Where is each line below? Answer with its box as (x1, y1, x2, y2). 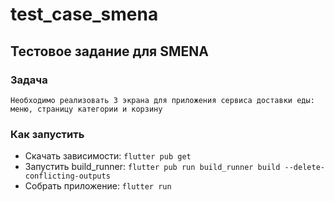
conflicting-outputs (24, 171, 111, 182)
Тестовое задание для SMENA (10, 43, 209, 60)
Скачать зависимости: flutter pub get (24, 150, 192, 162)
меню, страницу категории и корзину (10, 104, 163, 114)
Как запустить (10, 127, 85, 141)
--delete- (284, 163, 325, 173)
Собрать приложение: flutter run (24, 180, 172, 192)
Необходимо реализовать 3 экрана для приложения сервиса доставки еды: (10, 95, 315, 105)
